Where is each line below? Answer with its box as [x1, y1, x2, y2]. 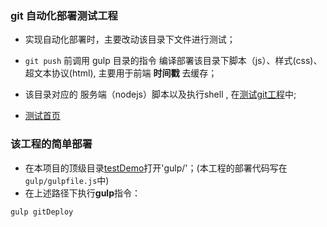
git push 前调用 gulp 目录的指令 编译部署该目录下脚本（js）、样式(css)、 [24, 55, 323, 67]
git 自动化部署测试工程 [10, 8, 118, 22]
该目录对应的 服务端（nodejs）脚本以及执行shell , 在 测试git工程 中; [24, 88, 297, 101]
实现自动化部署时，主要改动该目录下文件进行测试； [24, 33, 236, 46]
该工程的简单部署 [10, 137, 93, 151]
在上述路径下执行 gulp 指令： [24, 187, 141, 199]
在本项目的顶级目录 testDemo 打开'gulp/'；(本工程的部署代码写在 [24, 162, 288, 174]
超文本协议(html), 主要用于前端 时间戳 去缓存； [24, 67, 218, 79]
